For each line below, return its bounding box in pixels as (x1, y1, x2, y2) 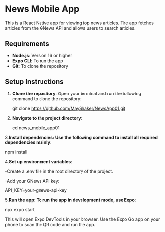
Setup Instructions (5, 78, 64, 86)
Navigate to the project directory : (12, 115, 82, 121)
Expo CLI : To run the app (12, 58, 63, 64)
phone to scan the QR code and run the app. (5, 221, 96, 227)
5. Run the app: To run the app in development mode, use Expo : (5, 197, 136, 203)
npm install (5, 149, 28, 155)
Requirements (5, 40, 49, 48)
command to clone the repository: (12, 95, 82, 102)
